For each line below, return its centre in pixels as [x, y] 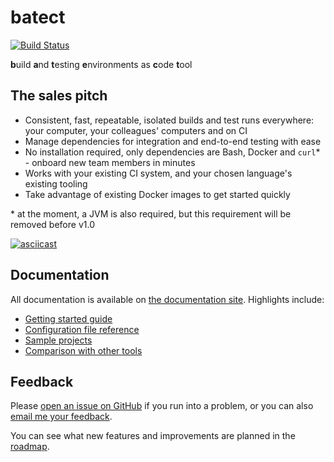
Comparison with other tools [83, 350]
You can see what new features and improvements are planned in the [153, 436]
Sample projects [58, 340]
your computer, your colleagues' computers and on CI [136, 130]
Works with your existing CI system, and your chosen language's [158, 173]
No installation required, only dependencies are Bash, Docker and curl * [172, 152]
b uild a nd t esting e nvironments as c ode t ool [101, 64]
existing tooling [56, 183]
